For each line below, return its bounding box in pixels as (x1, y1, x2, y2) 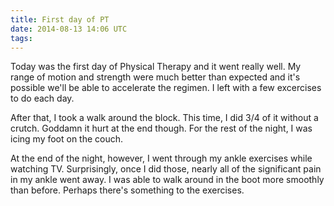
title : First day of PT (10, 14, 110, 25)
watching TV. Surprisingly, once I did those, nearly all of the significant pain (10, 163, 322, 175)
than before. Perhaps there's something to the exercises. (10, 184, 245, 196)
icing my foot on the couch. (10, 133, 124, 145)
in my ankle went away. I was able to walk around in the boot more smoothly (10, 174, 325, 186)
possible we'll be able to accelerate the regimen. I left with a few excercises (10, 82, 322, 94)
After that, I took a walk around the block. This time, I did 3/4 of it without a (10, 112, 319, 124)
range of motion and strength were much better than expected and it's (10, 71, 301, 83)
